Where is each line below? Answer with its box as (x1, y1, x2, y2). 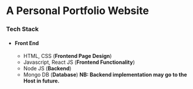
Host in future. (23, 77, 60, 84)
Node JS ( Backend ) (23, 65, 72, 72)
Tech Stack (6, 25, 39, 33)
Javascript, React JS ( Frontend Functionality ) (23, 59, 135, 66)
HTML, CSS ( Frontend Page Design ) (23, 53, 112, 60)
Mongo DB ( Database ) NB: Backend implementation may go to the (23, 71, 188, 78)
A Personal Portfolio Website (6, 4, 150, 18)
